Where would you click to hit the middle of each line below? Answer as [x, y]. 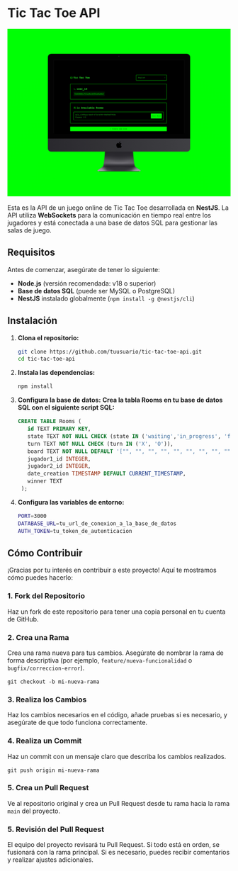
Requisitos [31, 253]
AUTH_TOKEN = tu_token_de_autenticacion [75, 531]
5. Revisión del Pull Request [56, 829]
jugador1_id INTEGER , [59, 459]
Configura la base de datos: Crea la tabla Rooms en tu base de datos [120, 400]
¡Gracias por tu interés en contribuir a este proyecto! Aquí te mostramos [112, 570]
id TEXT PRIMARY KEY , [59, 429]
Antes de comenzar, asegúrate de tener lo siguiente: [84, 269]
